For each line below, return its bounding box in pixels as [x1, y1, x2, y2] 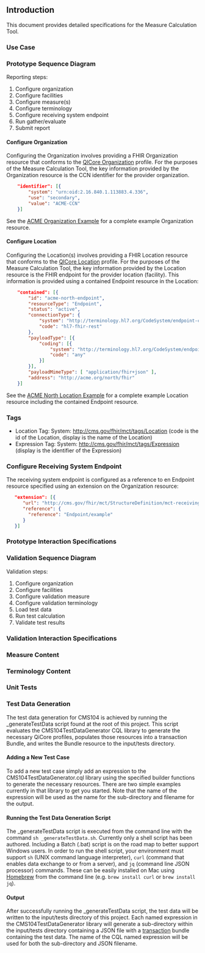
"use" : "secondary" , [28, 194, 81, 201]
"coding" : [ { [38, 340, 72, 347]
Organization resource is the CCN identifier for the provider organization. [6, 172, 190, 179]
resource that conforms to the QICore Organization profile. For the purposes [6, 159, 198, 166]
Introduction [6, 5, 55, 15]
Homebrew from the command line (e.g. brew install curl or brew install [6, 873, 196, 881]
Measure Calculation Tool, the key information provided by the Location [6, 264, 186, 271]
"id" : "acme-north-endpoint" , [28, 295, 105, 301]
